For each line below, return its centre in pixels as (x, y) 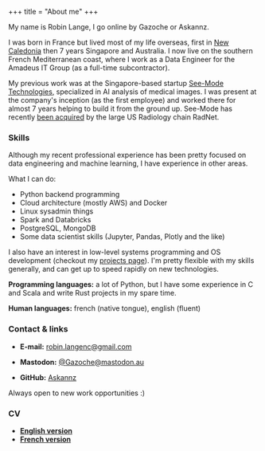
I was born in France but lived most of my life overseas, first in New (119, 42)
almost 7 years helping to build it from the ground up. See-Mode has (121, 108)
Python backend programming (70, 194)
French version (45, 439)
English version (46, 430)
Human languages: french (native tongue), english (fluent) (105, 308)
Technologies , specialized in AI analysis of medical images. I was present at (132, 92)
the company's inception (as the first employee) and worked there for (122, 100)
